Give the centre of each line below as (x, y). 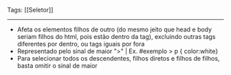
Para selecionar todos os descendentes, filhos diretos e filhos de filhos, (118, 58)
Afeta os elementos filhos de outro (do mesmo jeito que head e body (114, 29)
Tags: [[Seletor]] (30, 10)
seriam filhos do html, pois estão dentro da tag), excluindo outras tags (116, 36)
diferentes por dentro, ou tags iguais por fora (81, 44)
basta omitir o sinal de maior (57, 65)
